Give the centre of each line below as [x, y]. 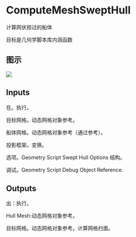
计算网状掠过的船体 [29, 27]
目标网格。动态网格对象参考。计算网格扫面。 [60, 228]
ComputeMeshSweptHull [68, 10]
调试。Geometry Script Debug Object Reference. [65, 170]
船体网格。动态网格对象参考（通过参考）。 [56, 132]
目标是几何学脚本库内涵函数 [39, 39]
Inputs [18, 92]
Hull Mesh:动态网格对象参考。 [42, 216]
